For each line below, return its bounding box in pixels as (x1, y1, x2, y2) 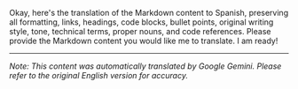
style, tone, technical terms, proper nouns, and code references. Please (9, 26, 271, 36)
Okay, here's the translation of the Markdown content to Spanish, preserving (9, 8, 289, 18)
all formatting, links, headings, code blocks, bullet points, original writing (9, 17, 274, 27)
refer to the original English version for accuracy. (9, 70, 189, 80)
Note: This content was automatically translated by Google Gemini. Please (9, 61, 282, 71)
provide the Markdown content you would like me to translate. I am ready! (9, 35, 278, 46)
